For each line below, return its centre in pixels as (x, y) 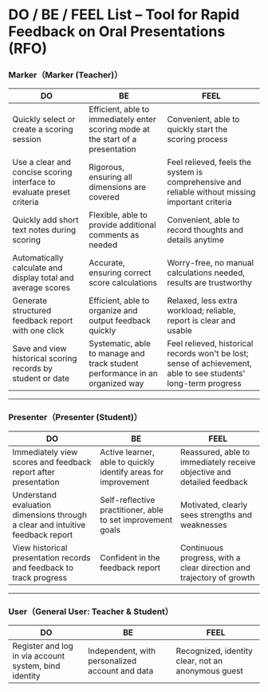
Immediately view (45, 452)
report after (34, 472)
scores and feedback (52, 462)
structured (32, 311)
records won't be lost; (208, 354)
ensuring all (111, 177)
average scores (41, 288)
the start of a (113, 140)
